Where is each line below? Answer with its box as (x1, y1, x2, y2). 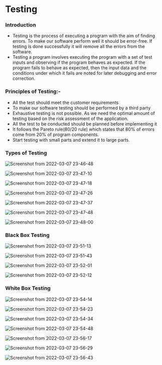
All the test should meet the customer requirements (12, 99, 119, 105)
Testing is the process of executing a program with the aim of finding (12, 33, 155, 39)
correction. (12, 75, 36, 81)
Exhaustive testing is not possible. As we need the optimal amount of (12, 110, 155, 116)
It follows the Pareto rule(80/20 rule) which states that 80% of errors (12, 126, 154, 132)
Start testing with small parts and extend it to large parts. (12, 137, 130, 143)
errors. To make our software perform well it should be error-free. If (12, 38, 152, 44)
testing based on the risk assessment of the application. (12, 115, 129, 121)
